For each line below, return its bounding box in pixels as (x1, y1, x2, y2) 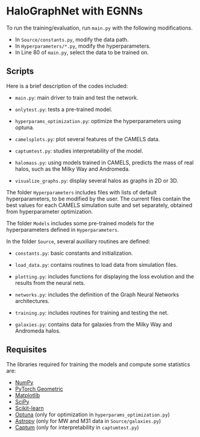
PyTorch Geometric (14, 385, 63, 392)
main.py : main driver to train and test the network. (14, 94, 139, 101)
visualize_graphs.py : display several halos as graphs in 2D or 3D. (14, 177, 179, 184)
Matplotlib (14, 391, 40, 399)
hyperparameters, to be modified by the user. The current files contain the (6, 195, 191, 202)
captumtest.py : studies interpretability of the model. (14, 147, 143, 155)
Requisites (6, 345, 47, 355)
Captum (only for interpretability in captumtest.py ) (14, 424, 140, 431)
